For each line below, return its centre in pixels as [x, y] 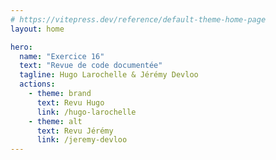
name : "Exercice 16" [62, 56]
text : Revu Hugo [70, 102]
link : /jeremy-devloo [82, 140]
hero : [21, 47]
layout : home [37, 29]
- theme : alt [55, 121]
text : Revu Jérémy [75, 131]
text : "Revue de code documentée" [91, 66]
